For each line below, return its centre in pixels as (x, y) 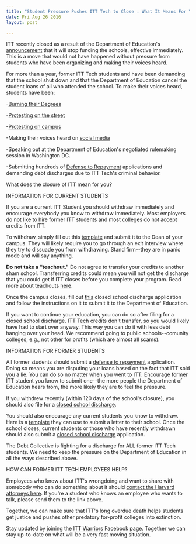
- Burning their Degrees (34, 104)
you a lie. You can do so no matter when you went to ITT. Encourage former (97, 374)
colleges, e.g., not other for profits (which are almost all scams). (83, 339)
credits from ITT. (26, 226)
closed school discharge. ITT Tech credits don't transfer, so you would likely (98, 321)
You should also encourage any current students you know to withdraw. (92, 416)
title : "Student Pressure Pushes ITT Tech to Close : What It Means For (96, 11)
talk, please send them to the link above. (55, 500)
